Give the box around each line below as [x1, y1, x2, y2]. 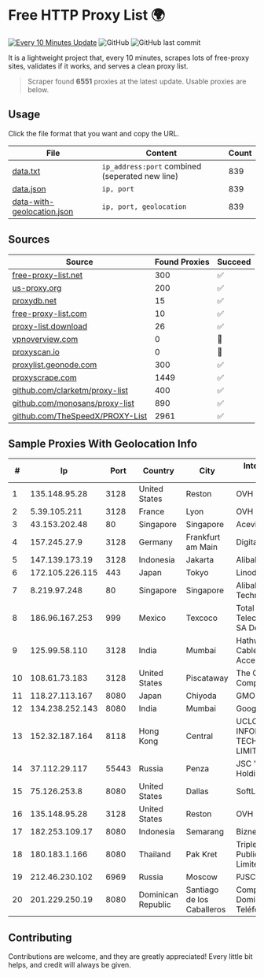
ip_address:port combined [101, 161, 202, 172]
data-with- [12, 196, 55, 207]
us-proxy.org [12, 282, 62, 293]
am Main [185, 541, 218, 552]
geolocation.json [12, 206, 74, 217]
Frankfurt [185, 532, 221, 543]
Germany [138, 537, 173, 548]
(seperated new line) [101, 170, 179, 181]
